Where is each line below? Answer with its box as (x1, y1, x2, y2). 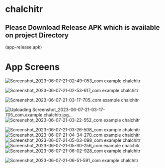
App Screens (5, 61, 60, 73)
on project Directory (5, 31, 69, 39)
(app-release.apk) (5, 44, 42, 50)
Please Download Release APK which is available (5, 23, 160, 32)
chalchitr (5, 3, 43, 15)
